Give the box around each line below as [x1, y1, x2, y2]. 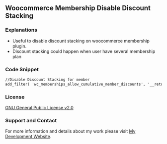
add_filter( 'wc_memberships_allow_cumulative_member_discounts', [5, 82, 146, 87]
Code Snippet [5, 66, 39, 73]
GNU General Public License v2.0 [5, 105, 74, 111]
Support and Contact [5, 117, 57, 124]
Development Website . [5, 134, 52, 140]
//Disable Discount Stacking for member [5, 77, 90, 82]
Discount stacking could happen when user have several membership [12, 48, 156, 54]
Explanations [5, 27, 38, 34]
